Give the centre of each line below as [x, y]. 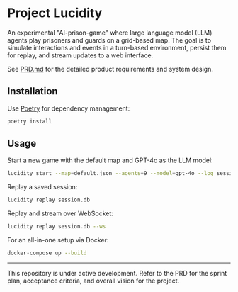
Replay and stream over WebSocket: [60, 213]
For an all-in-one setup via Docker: [58, 240]
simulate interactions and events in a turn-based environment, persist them [117, 47]
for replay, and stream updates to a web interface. [80, 55]
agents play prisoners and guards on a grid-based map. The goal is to [109, 40]
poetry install [30, 121]
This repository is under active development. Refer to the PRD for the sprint [117, 273]
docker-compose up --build [47, 253]
